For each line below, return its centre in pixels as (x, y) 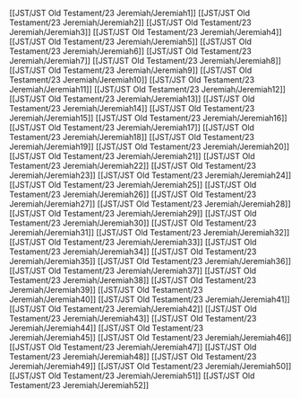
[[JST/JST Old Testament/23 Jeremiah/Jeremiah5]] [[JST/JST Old (131, 41)
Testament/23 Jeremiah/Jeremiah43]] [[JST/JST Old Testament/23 (133, 318)
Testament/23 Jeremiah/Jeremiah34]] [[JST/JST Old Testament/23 (133, 252)
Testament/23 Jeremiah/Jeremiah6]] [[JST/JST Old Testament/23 (131, 51)
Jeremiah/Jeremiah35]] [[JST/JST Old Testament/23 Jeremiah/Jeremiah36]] (150, 261)
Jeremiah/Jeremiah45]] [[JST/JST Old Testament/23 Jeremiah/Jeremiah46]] (150, 337)
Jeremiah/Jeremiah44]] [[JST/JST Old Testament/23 (107, 328)
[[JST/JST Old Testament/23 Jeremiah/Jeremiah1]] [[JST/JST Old (130, 13)
